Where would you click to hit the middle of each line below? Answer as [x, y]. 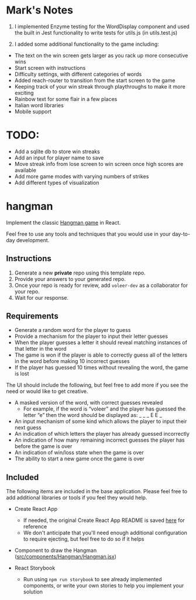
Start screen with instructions [50, 67]
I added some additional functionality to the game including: [87, 44]
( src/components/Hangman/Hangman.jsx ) [66, 557]
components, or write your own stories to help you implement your [104, 586]
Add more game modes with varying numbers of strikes [82, 176]
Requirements [32, 316]
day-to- [181, 234]
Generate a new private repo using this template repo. [80, 273]
